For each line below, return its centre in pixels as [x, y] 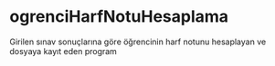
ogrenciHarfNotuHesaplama [119, 17]
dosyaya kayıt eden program [63, 51]
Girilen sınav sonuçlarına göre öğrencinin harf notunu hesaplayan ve [138, 42]
